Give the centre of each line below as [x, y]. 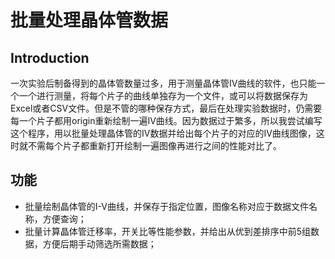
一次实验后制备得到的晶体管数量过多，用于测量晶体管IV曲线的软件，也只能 [163, 83]
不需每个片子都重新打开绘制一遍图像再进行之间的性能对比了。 [154, 145]
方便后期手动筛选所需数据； [99, 243]
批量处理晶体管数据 [89, 20]
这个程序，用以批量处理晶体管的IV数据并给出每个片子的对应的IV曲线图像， [163, 133]
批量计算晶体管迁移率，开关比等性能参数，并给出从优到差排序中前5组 [168, 231]
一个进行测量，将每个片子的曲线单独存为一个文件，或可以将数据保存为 [163, 95]
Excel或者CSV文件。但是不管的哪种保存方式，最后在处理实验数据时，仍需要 [166, 108]
